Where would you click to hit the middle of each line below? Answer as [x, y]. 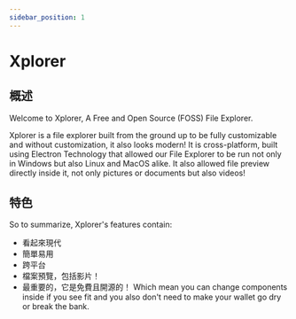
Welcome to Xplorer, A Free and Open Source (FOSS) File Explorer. [131, 118]
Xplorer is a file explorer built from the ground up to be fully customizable [143, 135]
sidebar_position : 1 [47, 17]
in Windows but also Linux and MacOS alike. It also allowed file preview [140, 163]
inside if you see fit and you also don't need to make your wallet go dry [152, 297]
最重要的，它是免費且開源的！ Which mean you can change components [155, 287]
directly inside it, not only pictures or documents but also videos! [127, 173]
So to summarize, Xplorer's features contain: [91, 225]
